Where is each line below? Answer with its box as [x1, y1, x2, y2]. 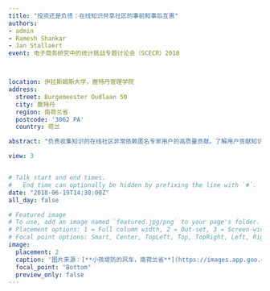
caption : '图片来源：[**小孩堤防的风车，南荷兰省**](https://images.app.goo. [15, 256, 261, 264]
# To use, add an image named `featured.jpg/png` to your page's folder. [8, 218, 261, 227]
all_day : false [8, 196, 59, 204]
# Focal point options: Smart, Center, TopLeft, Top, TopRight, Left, [8, 233, 250, 242]
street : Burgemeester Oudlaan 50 [15, 93, 128, 101]
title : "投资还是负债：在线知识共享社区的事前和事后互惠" [8, 11, 178, 20]
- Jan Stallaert [8, 42, 63, 50]
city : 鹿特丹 [15, 100, 55, 109]
